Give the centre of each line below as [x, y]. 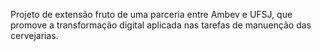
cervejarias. [34, 35]
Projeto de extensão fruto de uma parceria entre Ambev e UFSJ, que [151, 14]
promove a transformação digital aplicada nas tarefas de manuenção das [161, 25]
